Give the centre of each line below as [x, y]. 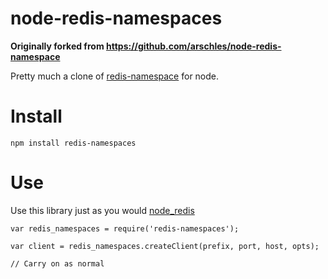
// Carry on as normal [57, 263]
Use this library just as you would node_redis [102, 210]
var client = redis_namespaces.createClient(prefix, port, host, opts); [165, 246]
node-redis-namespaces [116, 18]
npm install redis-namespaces [73, 143]
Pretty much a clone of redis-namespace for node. [115, 76]
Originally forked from [57, 46]
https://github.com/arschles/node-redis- [193, 46]
